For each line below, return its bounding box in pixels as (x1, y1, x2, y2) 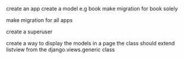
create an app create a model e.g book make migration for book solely (6, 5, 178, 12)
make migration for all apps (6, 17, 73, 23)
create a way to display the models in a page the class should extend (6, 40, 175, 46)
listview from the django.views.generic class (6, 46, 115, 53)
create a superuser (6, 28, 53, 35)
